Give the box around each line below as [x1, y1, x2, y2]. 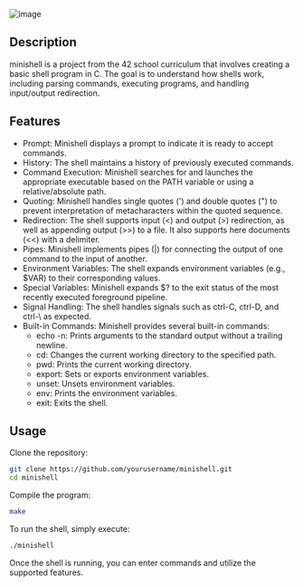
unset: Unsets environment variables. [35, 378, 175, 389]
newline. [35, 339, 68, 350]
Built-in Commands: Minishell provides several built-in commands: [22, 320, 270, 331]
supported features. [9, 566, 84, 578]
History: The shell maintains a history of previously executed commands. [22, 156, 294, 167]
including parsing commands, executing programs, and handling [9, 78, 250, 89]
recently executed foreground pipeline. [22, 291, 168, 302]
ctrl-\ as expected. [22, 310, 92, 321]
